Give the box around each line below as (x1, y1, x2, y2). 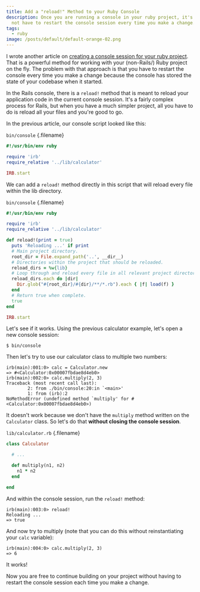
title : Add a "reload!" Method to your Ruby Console (6, 8, 140, 15)
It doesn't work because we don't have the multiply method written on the (6, 412, 189, 419)
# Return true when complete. (11, 292, 86, 298)
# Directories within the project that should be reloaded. (11, 259, 164, 265)
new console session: (6, 331, 60, 339)
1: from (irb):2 (27, 391, 68, 397)
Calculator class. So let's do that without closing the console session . (6, 418, 182, 425)
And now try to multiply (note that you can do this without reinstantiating (6, 527, 183, 534)
